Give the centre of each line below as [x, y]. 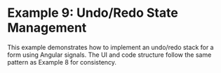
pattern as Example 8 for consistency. [62, 62]
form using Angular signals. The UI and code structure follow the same [109, 55]
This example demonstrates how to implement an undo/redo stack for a [110, 47]
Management [47, 28]
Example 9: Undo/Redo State [93, 13]
